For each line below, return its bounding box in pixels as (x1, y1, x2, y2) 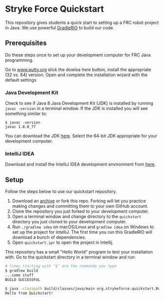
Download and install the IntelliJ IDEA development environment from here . (5, 161, 156, 167)
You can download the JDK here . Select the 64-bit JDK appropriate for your (5, 133, 158, 139)
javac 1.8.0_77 (5, 125, 36, 129)
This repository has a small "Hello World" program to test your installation (5, 249, 153, 255)
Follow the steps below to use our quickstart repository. (5, 189, 117, 194)
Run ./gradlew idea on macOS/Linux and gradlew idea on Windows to (12, 224, 154, 230)
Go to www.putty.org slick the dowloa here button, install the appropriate (5, 66, 151, 72)
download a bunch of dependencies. (12, 235, 86, 240)
